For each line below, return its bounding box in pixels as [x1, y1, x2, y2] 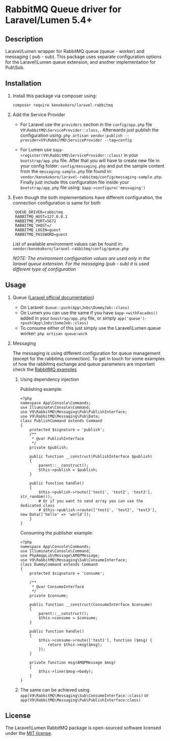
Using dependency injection [20, 376, 79, 382]
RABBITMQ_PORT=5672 [15, 218, 56, 224]
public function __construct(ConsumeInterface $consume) [29, 602, 152, 607]
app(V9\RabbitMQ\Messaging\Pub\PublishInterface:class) [20, 697, 141, 703]
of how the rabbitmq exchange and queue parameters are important [12, 361, 155, 367]
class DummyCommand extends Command [20, 562, 98, 567]
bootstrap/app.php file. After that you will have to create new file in [20, 157, 160, 164]
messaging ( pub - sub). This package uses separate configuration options [5, 54, 162, 60]
